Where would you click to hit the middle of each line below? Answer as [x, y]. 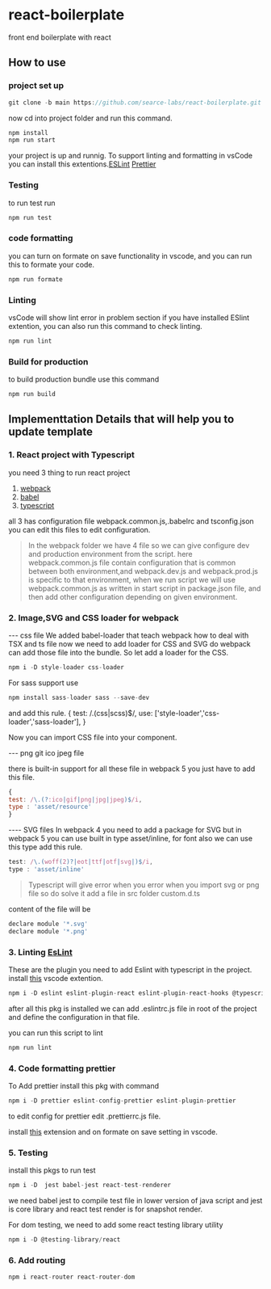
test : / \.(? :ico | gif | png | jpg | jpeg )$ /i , [75, 799]
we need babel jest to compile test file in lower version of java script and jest [135, 1201]
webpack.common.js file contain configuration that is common [132, 562]
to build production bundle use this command [84, 379]
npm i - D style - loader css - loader [67, 667]
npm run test [30, 217]
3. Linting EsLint [40, 952]
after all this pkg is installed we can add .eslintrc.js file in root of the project [133, 1009]
